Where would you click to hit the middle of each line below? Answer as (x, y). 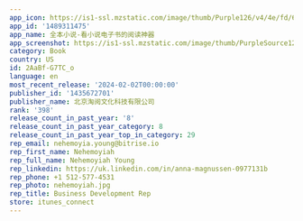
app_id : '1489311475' (50, 26)
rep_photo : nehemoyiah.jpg (60, 186)
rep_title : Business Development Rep (80, 194)
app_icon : (28, 18)
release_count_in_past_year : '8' (72, 118)
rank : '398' (32, 110)
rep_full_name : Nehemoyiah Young (72, 160)
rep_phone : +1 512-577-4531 (62, 177)
